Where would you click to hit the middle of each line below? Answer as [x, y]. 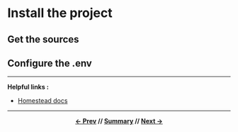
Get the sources [43, 39]
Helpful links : [28, 87]
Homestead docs [42, 101]
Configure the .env [50, 63]
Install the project [60, 13]
